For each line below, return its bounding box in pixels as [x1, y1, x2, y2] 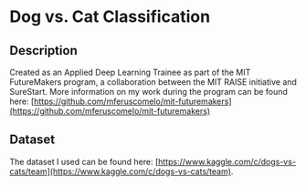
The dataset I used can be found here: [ [9, 156, 159, 167]
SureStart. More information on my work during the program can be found [9, 87, 288, 97]
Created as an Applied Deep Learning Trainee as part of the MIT [9, 67, 251, 77]
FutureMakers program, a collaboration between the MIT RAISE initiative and [9, 77, 297, 88]
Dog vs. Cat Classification [9, 6, 211, 27]
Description [9, 43, 78, 58]
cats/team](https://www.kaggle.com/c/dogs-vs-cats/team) [9, 166, 231, 177]
